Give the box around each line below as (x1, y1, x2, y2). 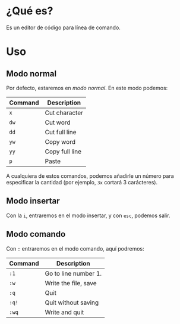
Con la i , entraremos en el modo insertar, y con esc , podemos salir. (6, 212, 170, 219)
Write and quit (45, 308, 84, 316)
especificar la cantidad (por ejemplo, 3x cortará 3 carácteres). (6, 178, 158, 186)
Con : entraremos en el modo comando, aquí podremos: (6, 245, 144, 252)
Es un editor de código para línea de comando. (6, 24, 121, 31)
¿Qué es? (6, 4, 53, 18)
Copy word (45, 137, 76, 146)
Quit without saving (45, 298, 99, 307)
